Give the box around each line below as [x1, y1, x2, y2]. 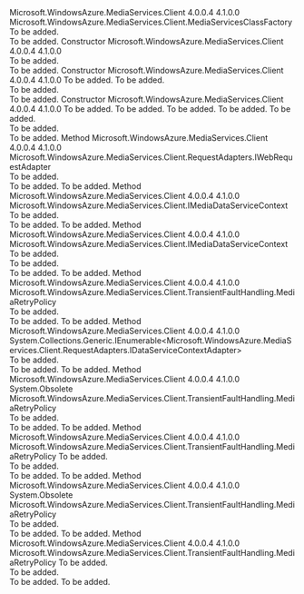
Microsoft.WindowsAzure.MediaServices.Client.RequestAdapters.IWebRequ [9, 152, 293, 163]
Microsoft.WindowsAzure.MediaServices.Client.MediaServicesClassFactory [9, 16, 293, 27]
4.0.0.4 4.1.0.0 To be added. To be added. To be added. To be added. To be [9, 104, 291, 114]
